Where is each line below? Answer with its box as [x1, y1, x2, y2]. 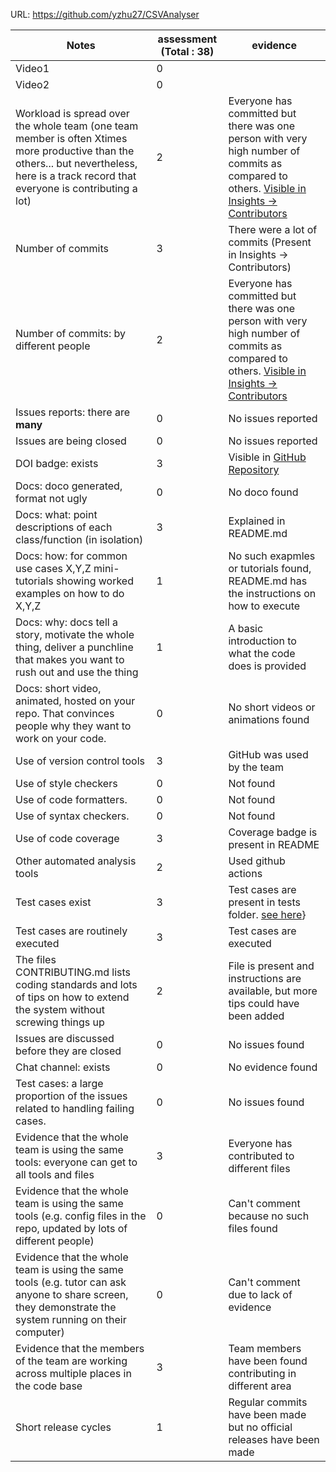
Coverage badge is [228, 825, 318, 839]
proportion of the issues [15, 1089, 128, 1103]
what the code [228, 647, 296, 660]
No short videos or [228, 700, 316, 714]
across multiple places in [15, 1367, 132, 1380]
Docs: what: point [15, 508, 98, 521]
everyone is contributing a [15, 182, 138, 195]
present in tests [228, 895, 302, 909]
